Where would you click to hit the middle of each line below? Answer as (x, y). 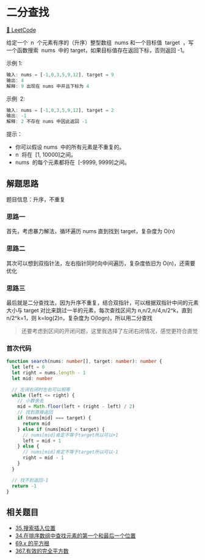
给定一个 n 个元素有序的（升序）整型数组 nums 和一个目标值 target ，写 (100, 42)
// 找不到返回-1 (30, 480)
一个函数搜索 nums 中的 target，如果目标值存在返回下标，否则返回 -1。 (97, 50)
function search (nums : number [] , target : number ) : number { (85, 362)
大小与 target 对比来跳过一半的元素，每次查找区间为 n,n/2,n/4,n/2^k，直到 (99, 310)
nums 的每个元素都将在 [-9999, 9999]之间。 (72, 162)
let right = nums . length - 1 (49, 373)
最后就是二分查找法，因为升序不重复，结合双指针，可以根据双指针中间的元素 (103, 302)
